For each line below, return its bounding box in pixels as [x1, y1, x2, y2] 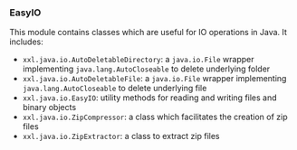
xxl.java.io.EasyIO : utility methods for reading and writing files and [22, 92, 278, 103]
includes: [9, 36, 43, 47]
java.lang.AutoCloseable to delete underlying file [22, 83, 207, 94]
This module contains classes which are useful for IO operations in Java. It [9, 27, 288, 38]
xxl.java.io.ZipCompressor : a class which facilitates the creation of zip [22, 111, 288, 123]
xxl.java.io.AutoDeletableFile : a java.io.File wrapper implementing [22, 73, 287, 84]
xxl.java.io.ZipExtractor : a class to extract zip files [22, 131, 220, 142]
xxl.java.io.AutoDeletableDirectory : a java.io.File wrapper [22, 54, 254, 65]
